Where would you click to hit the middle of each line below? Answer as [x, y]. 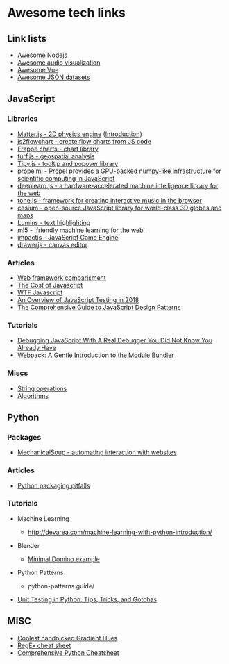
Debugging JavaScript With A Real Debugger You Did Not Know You [115, 340]
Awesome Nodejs [42, 55]
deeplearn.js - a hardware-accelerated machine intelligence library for [118, 185]
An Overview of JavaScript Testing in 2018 [78, 299]
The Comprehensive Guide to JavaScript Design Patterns [99, 307]
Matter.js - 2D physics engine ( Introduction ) [79, 134]
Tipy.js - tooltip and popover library [68, 163]
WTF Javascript [40, 292]
